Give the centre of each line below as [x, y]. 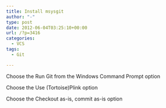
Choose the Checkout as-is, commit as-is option [64, 99]
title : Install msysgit [35, 11]
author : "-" [20, 17]
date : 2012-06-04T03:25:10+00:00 [47, 28]
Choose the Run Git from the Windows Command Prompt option [83, 76]
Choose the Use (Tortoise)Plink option [52, 87]
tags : [13, 49]
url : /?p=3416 [23, 33]
